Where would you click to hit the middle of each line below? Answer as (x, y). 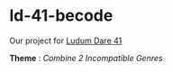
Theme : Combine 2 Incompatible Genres (86, 58)
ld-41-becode (61, 16)
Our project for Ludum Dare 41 (66, 40)
